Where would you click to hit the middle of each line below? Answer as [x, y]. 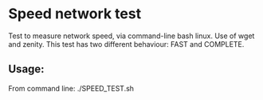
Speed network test [75, 14]
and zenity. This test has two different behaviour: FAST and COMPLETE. [126, 44]
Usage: [27, 69]
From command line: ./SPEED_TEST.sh [71, 88]
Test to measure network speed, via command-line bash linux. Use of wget [131, 36]
